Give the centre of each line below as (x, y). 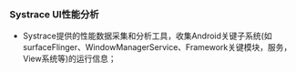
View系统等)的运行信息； (69, 59)
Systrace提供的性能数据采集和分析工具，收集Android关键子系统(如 (147, 36)
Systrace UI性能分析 (54, 14)
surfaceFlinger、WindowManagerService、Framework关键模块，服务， (157, 47)
